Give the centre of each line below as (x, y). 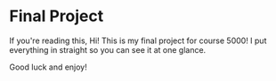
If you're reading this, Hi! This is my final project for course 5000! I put (138, 40)
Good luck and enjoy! (48, 67)
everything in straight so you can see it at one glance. (108, 49)
